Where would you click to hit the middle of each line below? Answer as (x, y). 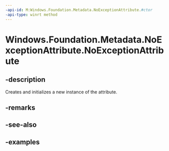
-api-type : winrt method (31, 15)
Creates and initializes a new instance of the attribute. (61, 92)
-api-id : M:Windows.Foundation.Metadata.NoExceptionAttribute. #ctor (79, 10)
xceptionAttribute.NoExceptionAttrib (85, 50)
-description (25, 80)
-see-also (21, 125)
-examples (23, 142)
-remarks (20, 107)
